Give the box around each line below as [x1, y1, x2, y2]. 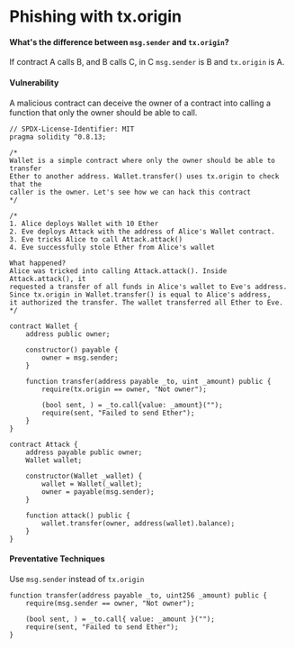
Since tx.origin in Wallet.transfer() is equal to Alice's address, [9, 290, 272, 299]
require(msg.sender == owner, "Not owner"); [25, 598, 195, 607]
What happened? [9, 259, 67, 268]
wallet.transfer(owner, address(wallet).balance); [41, 518, 236, 528]
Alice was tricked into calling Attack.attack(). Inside [9, 266, 228, 276]
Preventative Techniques [9, 553, 105, 564]
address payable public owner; [25, 448, 143, 457]
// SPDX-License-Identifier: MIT [9, 124, 135, 133]
